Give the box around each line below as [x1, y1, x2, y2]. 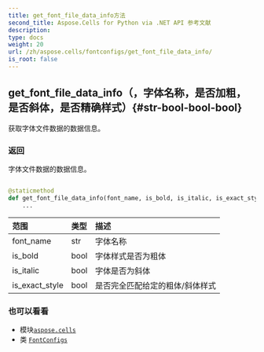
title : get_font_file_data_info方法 [8, 11, 126, 20]
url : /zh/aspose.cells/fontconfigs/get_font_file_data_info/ [8, 48, 213, 56]
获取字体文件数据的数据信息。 [8, 123, 104, 133]
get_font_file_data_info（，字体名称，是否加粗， [8, 86, 247, 100]
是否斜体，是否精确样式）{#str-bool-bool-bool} [8, 101, 243, 115]
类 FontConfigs [19, 335, 68, 344]
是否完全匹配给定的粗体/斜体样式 [95, 280, 216, 291]
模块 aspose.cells [19, 324, 76, 334]
